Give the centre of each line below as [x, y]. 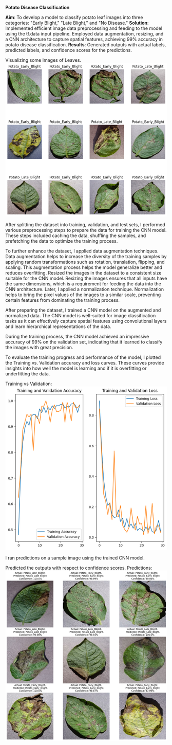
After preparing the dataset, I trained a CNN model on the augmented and [83, 310]
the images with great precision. [39, 347]
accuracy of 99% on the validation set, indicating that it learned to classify [84, 342]
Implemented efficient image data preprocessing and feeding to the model [84, 28]
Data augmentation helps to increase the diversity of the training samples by [86, 256]
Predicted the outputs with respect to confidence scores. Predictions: [79, 568]
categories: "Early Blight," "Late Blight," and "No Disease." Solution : [77, 23]
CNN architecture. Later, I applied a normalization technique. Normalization [85, 289]
